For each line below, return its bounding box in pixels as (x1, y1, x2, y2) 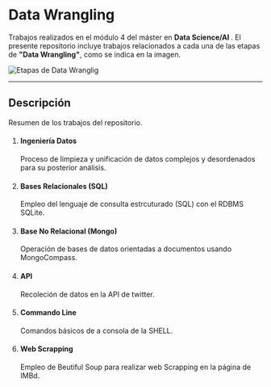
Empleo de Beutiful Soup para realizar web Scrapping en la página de (19, 362, 252, 372)
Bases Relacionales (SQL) (19, 181, 109, 191)
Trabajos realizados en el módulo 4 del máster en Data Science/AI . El (8, 32, 242, 42)
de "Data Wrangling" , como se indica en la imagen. (8, 49, 181, 59)
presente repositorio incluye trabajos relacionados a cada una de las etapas (8, 40, 261, 50)
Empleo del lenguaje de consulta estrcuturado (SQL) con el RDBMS (19, 200, 244, 209)
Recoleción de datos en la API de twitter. (19, 289, 155, 299)
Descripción (8, 96, 71, 110)
